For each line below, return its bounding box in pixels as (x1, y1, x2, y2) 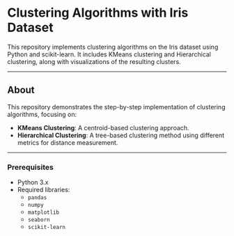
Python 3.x (17, 178, 49, 187)
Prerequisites (7, 162, 54, 172)
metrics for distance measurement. (17, 138, 118, 147)
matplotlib (27, 209, 60, 217)
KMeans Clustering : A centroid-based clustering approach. (17, 123, 189, 132)
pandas (27, 194, 47, 201)
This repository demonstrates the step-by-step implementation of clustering (7, 102, 226, 111)
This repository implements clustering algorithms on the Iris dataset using (7, 42, 219, 51)
